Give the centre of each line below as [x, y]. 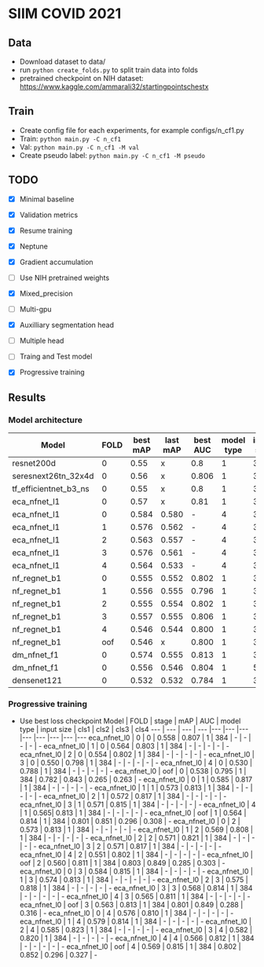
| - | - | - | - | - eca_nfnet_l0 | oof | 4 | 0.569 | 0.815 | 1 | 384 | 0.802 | [130, 947]
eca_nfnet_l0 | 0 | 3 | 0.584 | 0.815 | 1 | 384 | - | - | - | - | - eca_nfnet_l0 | [136, 871]
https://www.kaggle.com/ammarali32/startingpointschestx [114, 86]
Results [27, 397]
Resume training [46, 230]
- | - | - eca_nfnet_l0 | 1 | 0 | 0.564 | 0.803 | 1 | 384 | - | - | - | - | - [124, 746]
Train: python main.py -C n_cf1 [70, 138]
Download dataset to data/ [62, 61]
